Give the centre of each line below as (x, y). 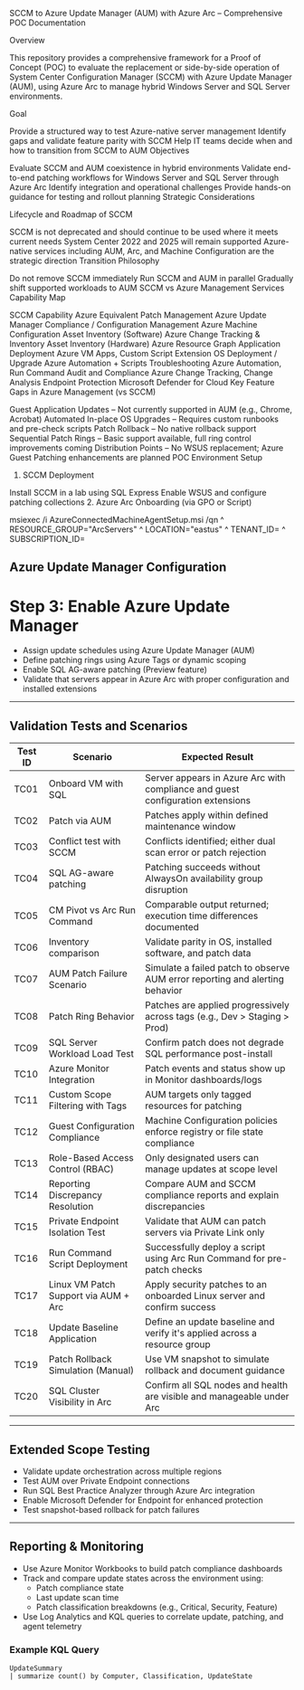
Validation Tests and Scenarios (99, 726)
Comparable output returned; (207, 905)
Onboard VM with (86, 783)
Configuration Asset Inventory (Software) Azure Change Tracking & (135, 334)
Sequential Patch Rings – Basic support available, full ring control (130, 438)
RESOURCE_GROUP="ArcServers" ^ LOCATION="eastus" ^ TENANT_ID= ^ (147, 529)
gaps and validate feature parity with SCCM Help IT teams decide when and (151, 141)
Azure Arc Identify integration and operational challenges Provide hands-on (150, 187)
